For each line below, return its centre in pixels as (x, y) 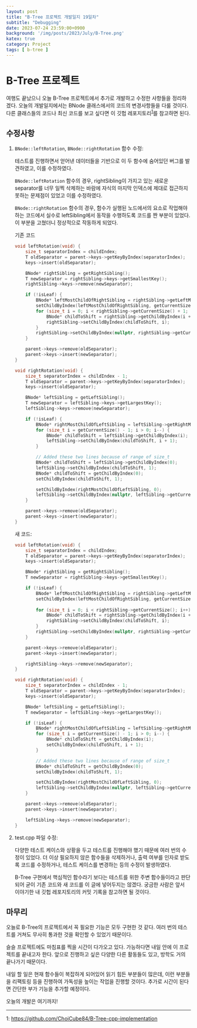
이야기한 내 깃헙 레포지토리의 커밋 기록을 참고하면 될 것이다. (83, 892)
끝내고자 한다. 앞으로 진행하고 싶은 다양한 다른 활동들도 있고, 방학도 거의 (103, 955)
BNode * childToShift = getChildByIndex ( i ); (100, 740)
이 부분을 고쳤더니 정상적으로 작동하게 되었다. (66, 223)
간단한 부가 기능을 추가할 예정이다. (51, 989)
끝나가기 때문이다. (27, 962)
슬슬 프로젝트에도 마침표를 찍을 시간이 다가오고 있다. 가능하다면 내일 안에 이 (92, 947)
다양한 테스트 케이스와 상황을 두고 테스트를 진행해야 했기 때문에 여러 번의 (97, 850)
